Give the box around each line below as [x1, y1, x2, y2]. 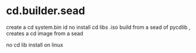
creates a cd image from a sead [6, 29, 84, 37]
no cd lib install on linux [6, 41, 64, 48]
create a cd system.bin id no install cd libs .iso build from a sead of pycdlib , [6, 24, 191, 31]
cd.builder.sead [6, 4, 86, 18]
